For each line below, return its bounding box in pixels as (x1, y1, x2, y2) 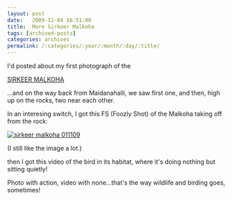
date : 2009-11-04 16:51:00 (7, 17, 92, 24)
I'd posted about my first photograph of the (7, 62, 131, 70)
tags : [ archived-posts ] (7, 29, 76, 37)
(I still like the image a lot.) (7, 144, 82, 152)
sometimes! (7, 186, 41, 194)
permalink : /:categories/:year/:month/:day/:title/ (7, 43, 160, 49)
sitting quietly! (7, 165, 48, 173)
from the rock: (7, 117, 48, 125)
